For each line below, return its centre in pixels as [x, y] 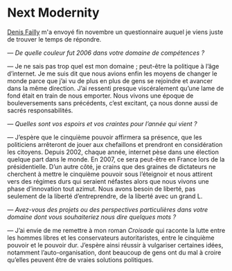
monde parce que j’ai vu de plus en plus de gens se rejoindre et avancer [110, 80]
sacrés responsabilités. [40, 110]
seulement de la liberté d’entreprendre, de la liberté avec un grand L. [105, 196]
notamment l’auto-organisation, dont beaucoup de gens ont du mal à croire [114, 252]
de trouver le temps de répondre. [54, 39]
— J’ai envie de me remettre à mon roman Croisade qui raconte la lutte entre [116, 230]
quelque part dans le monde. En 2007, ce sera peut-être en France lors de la [116, 159]
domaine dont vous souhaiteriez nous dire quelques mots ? [92, 217]
